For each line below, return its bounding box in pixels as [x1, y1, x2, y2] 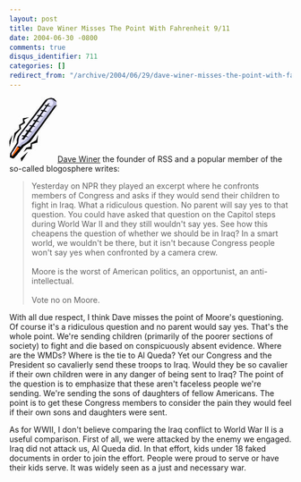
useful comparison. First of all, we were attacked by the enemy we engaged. [9, 434, 292, 444]
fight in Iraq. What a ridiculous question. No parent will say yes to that [30, 199, 288, 210]
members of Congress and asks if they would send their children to [30, 190, 280, 200]
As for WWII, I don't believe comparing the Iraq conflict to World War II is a [9, 424, 284, 435]
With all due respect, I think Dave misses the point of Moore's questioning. [9, 311, 284, 322]
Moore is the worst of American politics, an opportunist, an [30, 266, 249, 276]
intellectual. [30, 275, 74, 286]
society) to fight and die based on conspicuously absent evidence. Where [9, 340, 282, 351]
